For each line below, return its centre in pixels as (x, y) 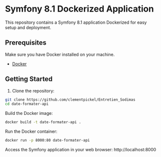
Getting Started (29, 79)
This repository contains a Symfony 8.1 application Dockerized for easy (76, 22)
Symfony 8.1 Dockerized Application (80, 9)
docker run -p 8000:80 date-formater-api (48, 141)
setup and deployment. (28, 27)
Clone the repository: (33, 91)
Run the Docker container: (31, 131)
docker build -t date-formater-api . (43, 122)
